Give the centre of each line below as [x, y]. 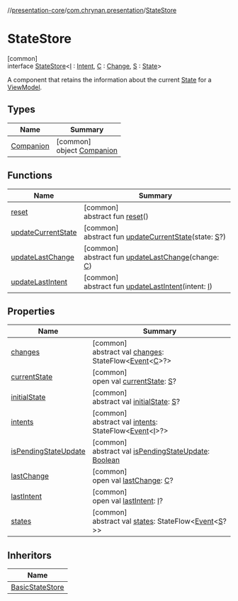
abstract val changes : [128, 352]
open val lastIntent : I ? [128, 501]
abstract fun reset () [116, 216]
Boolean [106, 460]
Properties [31, 311]
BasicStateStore [38, 588]
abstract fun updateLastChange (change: [152, 257]
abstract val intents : [125, 422]
